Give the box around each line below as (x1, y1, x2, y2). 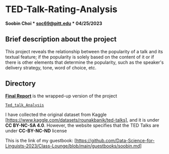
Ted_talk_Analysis (5, 102, 44, 107)
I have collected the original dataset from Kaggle (5, 111, 107, 118)
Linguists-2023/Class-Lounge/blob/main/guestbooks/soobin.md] (5, 143, 142, 149)
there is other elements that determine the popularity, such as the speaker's (5, 59, 164, 65)
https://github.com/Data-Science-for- (76, 137, 155, 143)
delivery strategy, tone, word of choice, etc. (5, 64, 96, 70)
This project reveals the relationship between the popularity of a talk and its (5, 48, 163, 54)
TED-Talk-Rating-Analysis (5, 4, 118, 15)
